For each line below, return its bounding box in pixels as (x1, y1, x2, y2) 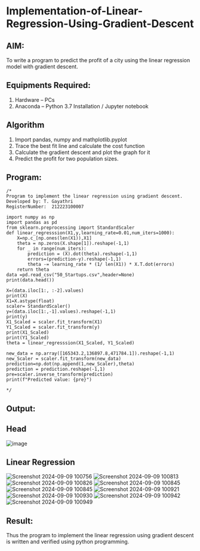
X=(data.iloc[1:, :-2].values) (6, 287, 84, 294)
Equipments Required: (6, 80, 91, 90)
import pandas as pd (6, 220, 58, 226)
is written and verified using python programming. (6, 538, 130, 546)
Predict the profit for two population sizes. (14, 155, 119, 162)
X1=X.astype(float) (6, 298, 55, 304)
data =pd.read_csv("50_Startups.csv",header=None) (6, 272, 135, 278)
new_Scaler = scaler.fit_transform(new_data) (6, 356, 121, 362)
